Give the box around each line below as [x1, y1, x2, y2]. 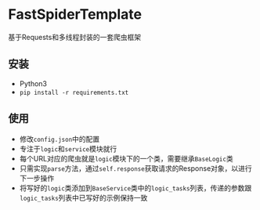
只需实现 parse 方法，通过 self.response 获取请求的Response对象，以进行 [19, 163, 252, 173]
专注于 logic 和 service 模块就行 [19, 143, 117, 154]
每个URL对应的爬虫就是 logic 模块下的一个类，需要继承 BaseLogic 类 [19, 154, 233, 163]
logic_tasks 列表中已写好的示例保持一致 [19, 193, 148, 202]
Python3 [19, 78, 47, 88]
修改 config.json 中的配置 [19, 134, 100, 143]
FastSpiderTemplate [8, 5, 143, 24]
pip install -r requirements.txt [19, 89, 129, 96]
